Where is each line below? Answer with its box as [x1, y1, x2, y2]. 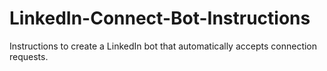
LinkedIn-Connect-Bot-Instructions [9, 7, 311, 30]
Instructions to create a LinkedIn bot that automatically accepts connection [9, 40, 318, 52]
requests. [9, 50, 49, 62]
